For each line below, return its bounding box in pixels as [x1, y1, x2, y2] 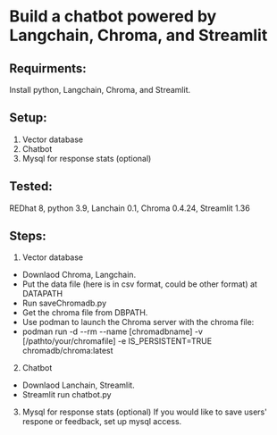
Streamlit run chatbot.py [21, 389, 112, 400]
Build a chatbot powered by [9, 6, 217, 27]
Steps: [9, 229, 46, 244]
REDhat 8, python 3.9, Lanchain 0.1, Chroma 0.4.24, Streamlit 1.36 [9, 203, 250, 213]
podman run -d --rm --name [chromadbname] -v [21, 326, 204, 337]
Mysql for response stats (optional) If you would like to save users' [21, 406, 268, 417]
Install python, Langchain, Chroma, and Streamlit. [9, 85, 191, 95]
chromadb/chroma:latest [21, 346, 113, 356]
